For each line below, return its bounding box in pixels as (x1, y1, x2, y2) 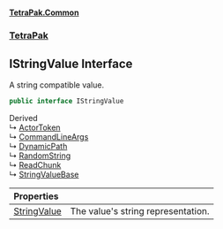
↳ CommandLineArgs (9, 132, 89, 142)
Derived (9, 113, 38, 124)
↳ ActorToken (9, 122, 61, 133)
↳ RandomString (9, 150, 71, 161)
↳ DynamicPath (9, 141, 68, 152)
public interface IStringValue (9, 97, 124, 106)
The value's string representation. (70, 205, 210, 218)
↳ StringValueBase (9, 169, 79, 180)
